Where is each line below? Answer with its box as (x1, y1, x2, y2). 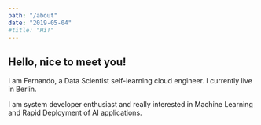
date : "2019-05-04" (8, 19, 72, 27)
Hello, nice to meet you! (8, 55, 127, 68)
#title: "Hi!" (8, 26, 55, 34)
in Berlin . (8, 84, 37, 94)
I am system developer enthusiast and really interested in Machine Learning (8, 100, 253, 109)
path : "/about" (8, 11, 58, 20)
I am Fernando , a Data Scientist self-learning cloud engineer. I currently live (8, 76, 253, 86)
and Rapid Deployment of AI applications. (8, 108, 143, 118)
